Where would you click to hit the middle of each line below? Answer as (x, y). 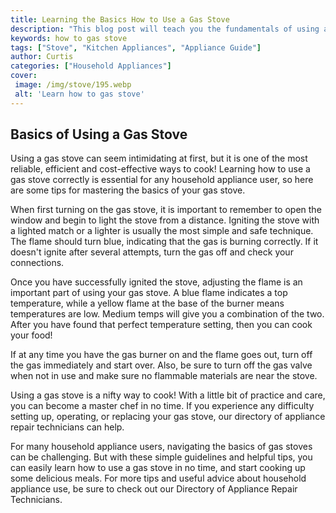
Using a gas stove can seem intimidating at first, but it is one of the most (159, 158)
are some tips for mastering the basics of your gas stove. (128, 190)
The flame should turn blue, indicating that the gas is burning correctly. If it (164, 242)
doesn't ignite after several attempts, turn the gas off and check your (152, 252)
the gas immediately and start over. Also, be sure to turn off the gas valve (161, 365)
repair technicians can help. (67, 427)
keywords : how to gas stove (69, 38)
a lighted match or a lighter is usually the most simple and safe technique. (162, 231)
